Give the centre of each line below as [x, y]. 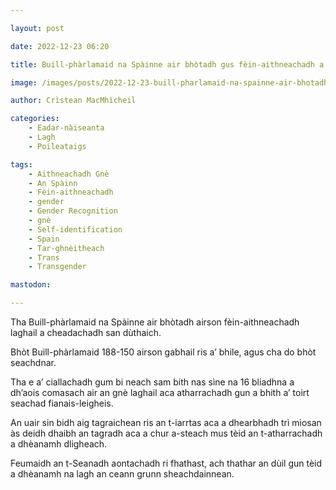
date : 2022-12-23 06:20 [60, 46]
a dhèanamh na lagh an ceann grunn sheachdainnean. [122, 474]
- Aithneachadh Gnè [69, 174]
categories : [35, 119]
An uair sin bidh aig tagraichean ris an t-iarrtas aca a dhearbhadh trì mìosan [166, 422]
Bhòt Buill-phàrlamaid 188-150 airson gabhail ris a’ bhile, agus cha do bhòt [163, 352]
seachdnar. [33, 362]
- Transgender [57, 267]
